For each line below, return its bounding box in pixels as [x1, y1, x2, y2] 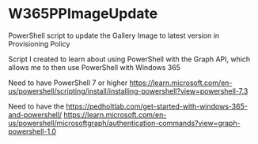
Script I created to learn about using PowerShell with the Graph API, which [8, 54, 251, 64]
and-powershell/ [8, 109, 63, 119]
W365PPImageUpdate [8, 5, 158, 23]
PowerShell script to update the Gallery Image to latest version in [8, 31, 220, 40]
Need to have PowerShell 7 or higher [8, 78, 128, 87]
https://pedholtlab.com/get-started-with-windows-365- [66, 102, 248, 111]
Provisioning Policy [8, 39, 70, 48]
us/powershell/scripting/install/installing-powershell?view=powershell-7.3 [8, 86, 249, 95]
